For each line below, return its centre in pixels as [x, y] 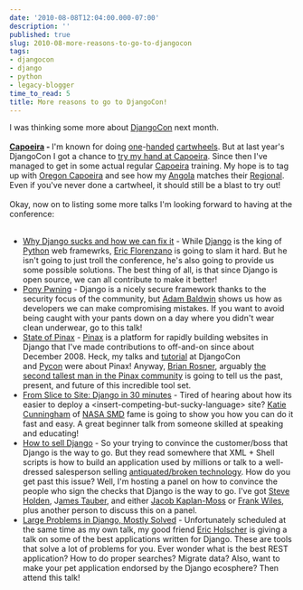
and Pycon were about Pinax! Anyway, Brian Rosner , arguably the [144, 366]
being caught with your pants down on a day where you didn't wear [148, 319]
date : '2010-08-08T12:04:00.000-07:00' [85, 18]
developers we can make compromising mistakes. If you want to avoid [153, 309]
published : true [40, 34]
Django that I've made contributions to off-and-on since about [138, 347]
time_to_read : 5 [40, 93]
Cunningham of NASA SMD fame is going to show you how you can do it [158, 414]
